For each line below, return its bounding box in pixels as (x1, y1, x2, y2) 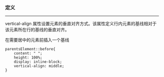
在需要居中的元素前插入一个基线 (5, 37, 69, 43)
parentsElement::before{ (5, 47, 56, 52)
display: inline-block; (14, 60, 62, 64)
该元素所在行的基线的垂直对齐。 (5, 27, 69, 32)
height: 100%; (14, 55, 42, 60)
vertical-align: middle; (14, 64, 64, 69)
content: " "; (14, 51, 42, 56)
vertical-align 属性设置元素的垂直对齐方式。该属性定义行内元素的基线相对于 (5, 21, 157, 27)
